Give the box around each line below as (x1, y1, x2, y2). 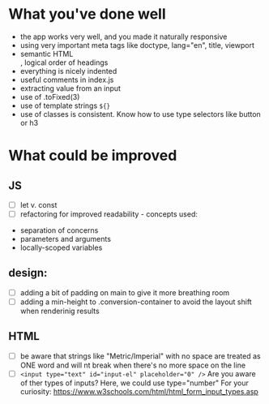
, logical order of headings (19, 58, 109, 67)
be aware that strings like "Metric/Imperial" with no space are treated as (19, 350, 261, 361)
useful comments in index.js (19, 75, 114, 84)
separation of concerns (19, 226, 99, 235)
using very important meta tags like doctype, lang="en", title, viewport (19, 40, 255, 49)
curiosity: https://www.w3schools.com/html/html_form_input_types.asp (19, 386, 259, 396)
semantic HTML (19, 49, 74, 58)
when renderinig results (19, 306, 100, 316)
